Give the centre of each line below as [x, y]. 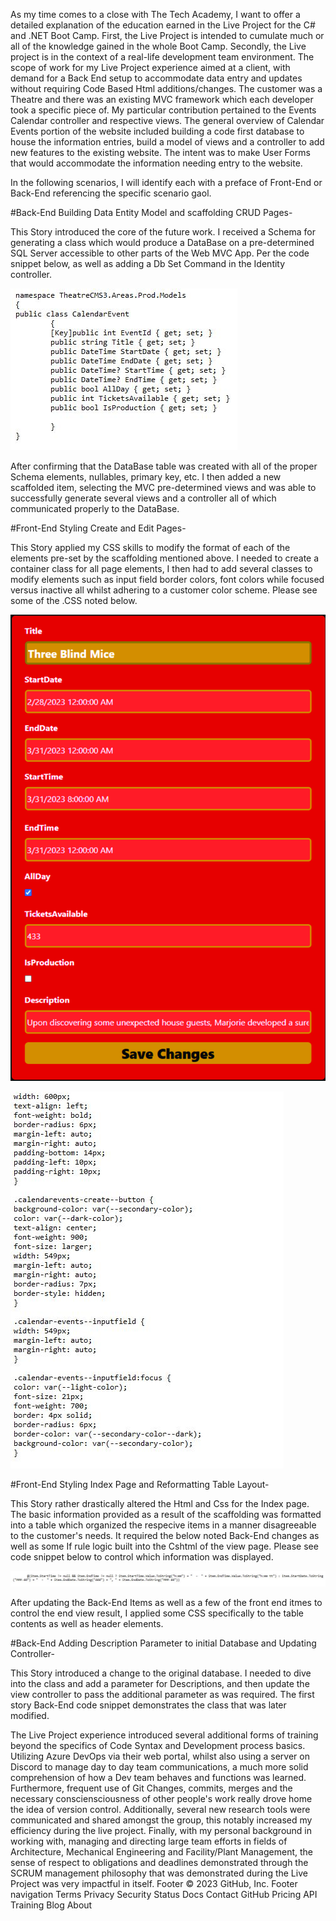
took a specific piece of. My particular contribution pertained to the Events [163, 110]
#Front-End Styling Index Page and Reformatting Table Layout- [140, 1485]
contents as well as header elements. [87, 1623]
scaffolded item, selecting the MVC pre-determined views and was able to [163, 487]
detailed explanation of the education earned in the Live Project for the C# [163, 25]
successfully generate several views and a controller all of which [143, 498]
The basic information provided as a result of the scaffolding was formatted [166, 1515]
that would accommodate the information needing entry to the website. [156, 163]
